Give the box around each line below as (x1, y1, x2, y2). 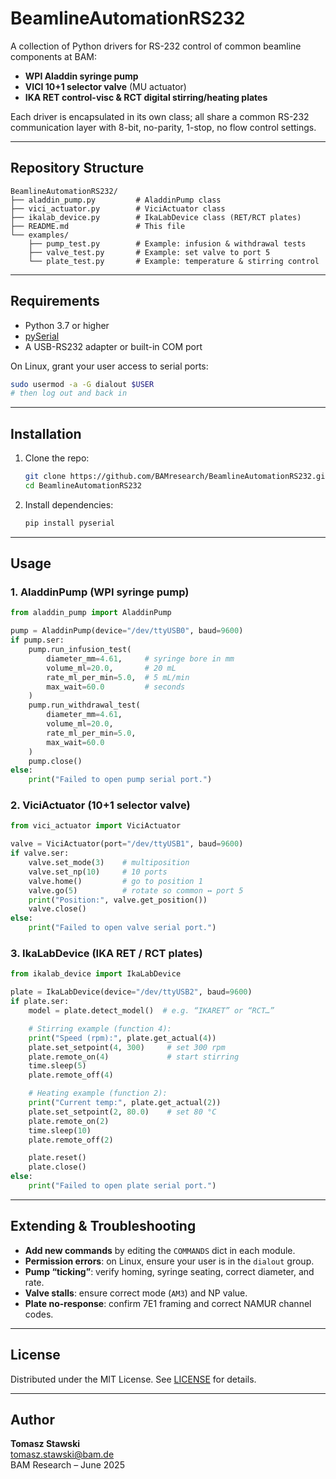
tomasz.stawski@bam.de (10, 1448, 115, 1461)
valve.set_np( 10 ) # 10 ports (28, 867, 168, 877)
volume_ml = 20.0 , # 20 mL (46, 663, 177, 673)
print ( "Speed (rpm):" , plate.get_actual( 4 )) (28, 1033, 217, 1043)
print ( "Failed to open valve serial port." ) (28, 923, 217, 933)
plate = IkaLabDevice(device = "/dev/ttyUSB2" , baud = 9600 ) (10, 987, 253, 997)
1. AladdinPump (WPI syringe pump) (10, 585, 190, 599)
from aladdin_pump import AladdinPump (10, 608, 172, 618)
